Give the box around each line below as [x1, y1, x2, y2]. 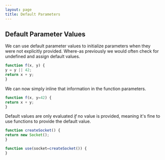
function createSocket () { [5, 128, 61, 133]
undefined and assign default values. [5, 54, 80, 60]
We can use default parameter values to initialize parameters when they [5, 43, 151, 49]
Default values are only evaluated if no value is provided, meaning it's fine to [5, 113, 161, 119]
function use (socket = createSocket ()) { [5, 146, 87, 151]
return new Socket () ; [5, 132, 50, 138]
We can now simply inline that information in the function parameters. [5, 86, 146, 92]
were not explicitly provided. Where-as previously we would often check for [5, 48, 159, 54]
